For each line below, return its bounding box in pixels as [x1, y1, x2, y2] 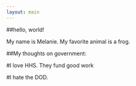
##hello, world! [6, 26, 45, 33]
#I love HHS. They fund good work [6, 61, 94, 69]
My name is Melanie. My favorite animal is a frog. [6, 37, 130, 45]
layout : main [6, 9, 40, 15]
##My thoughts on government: [6, 50, 87, 57]
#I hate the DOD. [6, 73, 48, 80]
